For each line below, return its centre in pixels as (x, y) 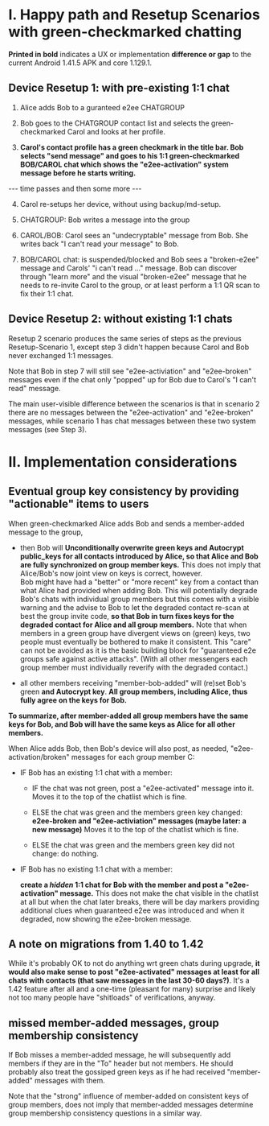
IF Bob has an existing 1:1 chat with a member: (96, 772)
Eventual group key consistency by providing (124, 491)
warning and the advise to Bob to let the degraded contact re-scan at (134, 607)
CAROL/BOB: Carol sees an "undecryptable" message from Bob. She (134, 235)
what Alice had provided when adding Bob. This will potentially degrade (139, 590)
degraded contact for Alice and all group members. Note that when (133, 625)
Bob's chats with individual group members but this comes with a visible (139, 599)
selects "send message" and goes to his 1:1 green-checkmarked (130, 155)
